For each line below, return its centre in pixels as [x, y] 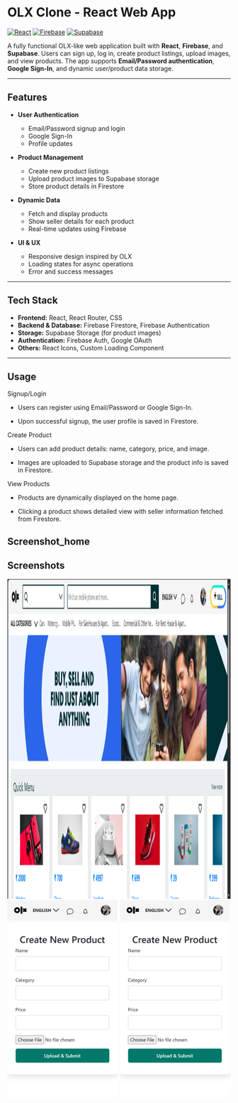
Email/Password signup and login [76, 128]
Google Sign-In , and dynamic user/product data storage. [90, 68]
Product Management [50, 157]
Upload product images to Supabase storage [93, 178]
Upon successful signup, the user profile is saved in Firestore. [108, 421]
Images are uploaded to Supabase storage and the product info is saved [123, 463]
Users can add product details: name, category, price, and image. [113, 449]
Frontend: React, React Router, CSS [70, 318]
